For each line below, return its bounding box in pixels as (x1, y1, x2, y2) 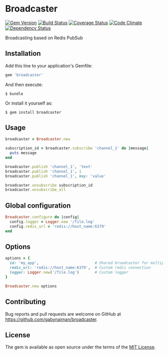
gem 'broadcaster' (5, 72, 43, 77)
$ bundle (5, 91, 23, 96)
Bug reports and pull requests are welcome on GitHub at (5, 311, 121, 317)
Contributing (5, 298, 46, 306)
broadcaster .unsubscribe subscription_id (5, 183, 93, 188)
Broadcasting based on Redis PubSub (5, 35, 83, 41)
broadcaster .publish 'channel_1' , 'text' (5, 164, 93, 169)
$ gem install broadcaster (5, 110, 61, 115)
